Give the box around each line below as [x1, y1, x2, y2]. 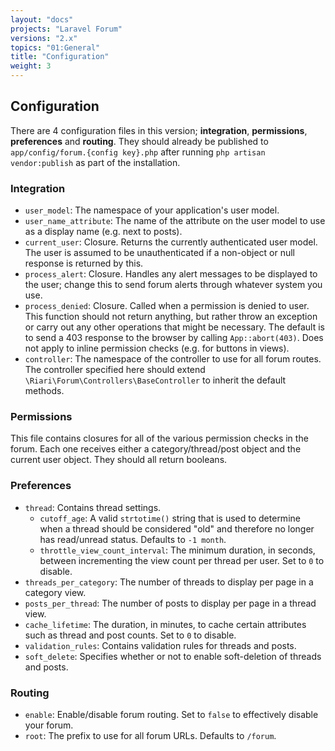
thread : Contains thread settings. [24, 501, 162, 513]
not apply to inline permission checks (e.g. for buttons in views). [24, 342, 290, 355]
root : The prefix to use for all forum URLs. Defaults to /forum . [24, 730, 277, 741]
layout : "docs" [10, 14, 74, 25]
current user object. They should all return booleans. [10, 454, 228, 466]
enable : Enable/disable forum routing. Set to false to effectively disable [24, 709, 319, 720]
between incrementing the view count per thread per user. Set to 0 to [39, 554, 325, 566]
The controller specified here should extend [24, 364, 206, 376]
